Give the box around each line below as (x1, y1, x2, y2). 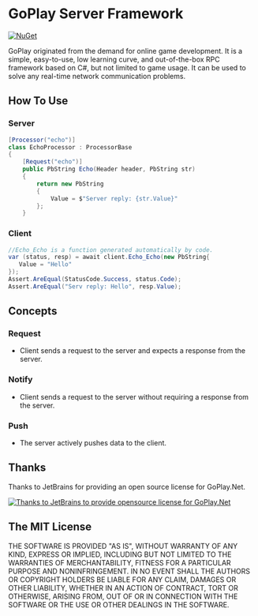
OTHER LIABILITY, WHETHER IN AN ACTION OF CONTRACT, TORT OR (8, 583, 238, 592)
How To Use (8, 94, 69, 107)
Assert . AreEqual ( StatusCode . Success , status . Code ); (8, 276, 181, 284)
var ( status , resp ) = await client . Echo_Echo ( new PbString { (8, 254, 211, 261)
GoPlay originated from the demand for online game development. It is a (8, 46, 243, 55)
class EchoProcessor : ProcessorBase (8, 143, 133, 151)
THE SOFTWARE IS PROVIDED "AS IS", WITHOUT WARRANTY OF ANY (8, 541, 238, 550)
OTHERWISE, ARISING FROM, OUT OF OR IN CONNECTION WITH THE (8, 592, 238, 601)
